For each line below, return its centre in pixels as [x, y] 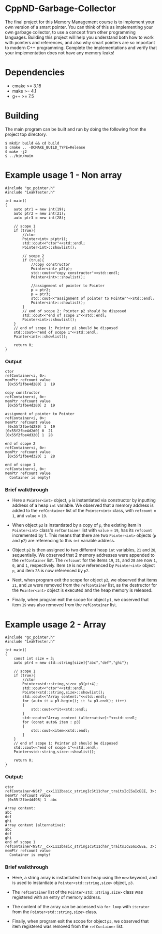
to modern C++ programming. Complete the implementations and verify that [81, 48]
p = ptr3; [41, 294]
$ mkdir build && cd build [32, 143]
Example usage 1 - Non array [64, 175]
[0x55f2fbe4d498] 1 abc [32, 800]
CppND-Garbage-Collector [60, 8]
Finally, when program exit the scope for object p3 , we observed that [80, 921]
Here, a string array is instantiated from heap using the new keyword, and [84, 877]
